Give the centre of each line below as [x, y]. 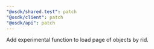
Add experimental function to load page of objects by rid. [78, 40]
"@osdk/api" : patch [31, 23]
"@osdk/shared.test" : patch [42, 12]
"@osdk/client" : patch [35, 17]
